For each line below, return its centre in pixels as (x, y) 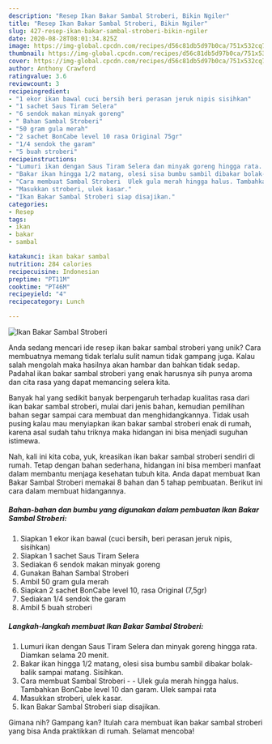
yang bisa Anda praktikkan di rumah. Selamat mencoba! (102, 731)
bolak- (242, 663)
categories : (28, 204)
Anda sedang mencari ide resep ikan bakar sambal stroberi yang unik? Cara (135, 348)
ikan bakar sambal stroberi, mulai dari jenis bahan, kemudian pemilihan (127, 406)
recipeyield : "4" (38, 294)
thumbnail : (27, 53)
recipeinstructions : (43, 159)
